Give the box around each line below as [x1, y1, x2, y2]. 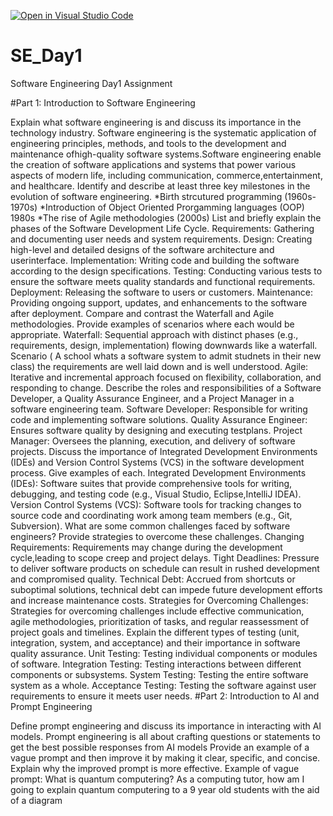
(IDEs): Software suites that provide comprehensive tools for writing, [10, 477, 293, 489]
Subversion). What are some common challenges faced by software [10, 520, 291, 532]
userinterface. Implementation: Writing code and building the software [10, 254, 300, 266]
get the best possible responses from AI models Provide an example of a [10, 741, 310, 753]
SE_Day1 [10, 45, 83, 67]
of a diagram [10, 794, 63, 806]
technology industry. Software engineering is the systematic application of [10, 126, 317, 139]
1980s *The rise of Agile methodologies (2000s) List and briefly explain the [10, 211, 322, 224]
